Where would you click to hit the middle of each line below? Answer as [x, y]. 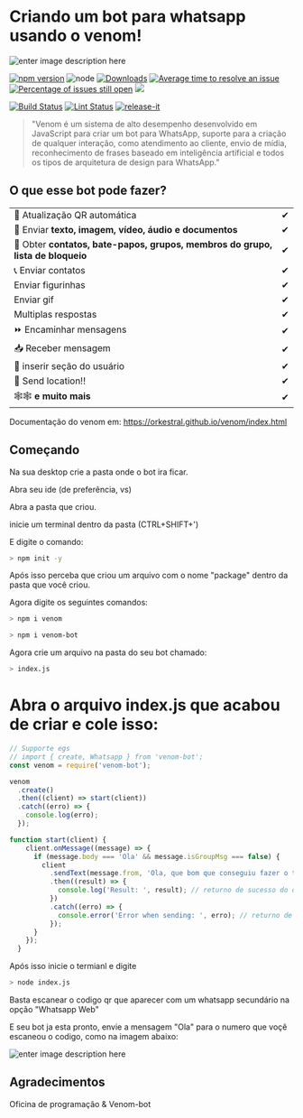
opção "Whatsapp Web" [54, 1009]
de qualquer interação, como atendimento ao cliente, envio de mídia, [159, 143]
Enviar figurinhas [50, 284]
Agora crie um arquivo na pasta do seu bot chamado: [108, 652]
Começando [45, 450]
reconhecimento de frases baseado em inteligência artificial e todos [158, 152]
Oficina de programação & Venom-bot [80, 1104]
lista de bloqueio [50, 255]
